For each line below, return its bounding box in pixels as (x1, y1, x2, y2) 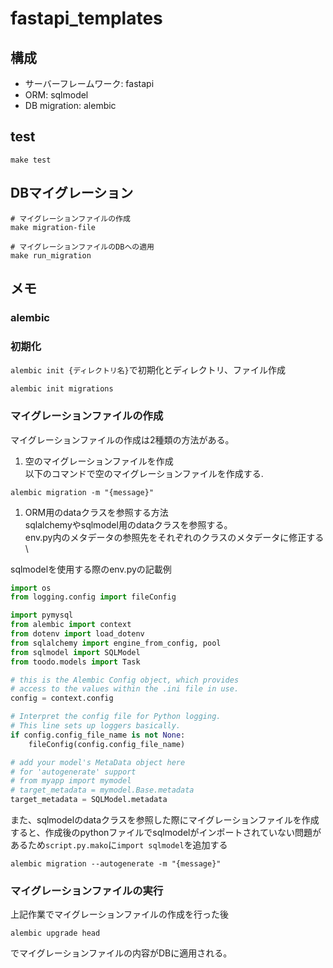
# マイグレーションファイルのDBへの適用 (10, 242, 155, 252)
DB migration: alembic (24, 100, 117, 111)
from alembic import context (10, 620, 132, 630)
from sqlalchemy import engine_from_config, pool (10, 638, 222, 648)
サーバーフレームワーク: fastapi (24, 78, 155, 89)
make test (10, 155, 52, 165)
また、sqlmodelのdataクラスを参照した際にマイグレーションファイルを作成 (10, 814, 320, 826)
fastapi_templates (10, 7, 163, 30)
